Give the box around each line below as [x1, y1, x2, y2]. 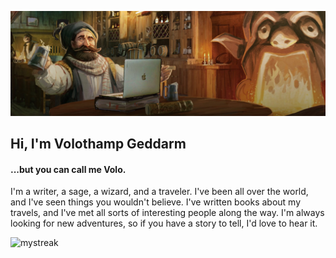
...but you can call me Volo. [10, 163, 127, 175]
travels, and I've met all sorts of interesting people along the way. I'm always [10, 207, 325, 219]
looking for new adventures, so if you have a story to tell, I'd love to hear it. [10, 217, 318, 230]
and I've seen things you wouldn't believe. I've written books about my [10, 196, 302, 208]
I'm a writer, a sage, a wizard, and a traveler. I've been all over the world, [10, 186, 309, 198]
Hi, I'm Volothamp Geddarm [10, 136, 187, 153]
